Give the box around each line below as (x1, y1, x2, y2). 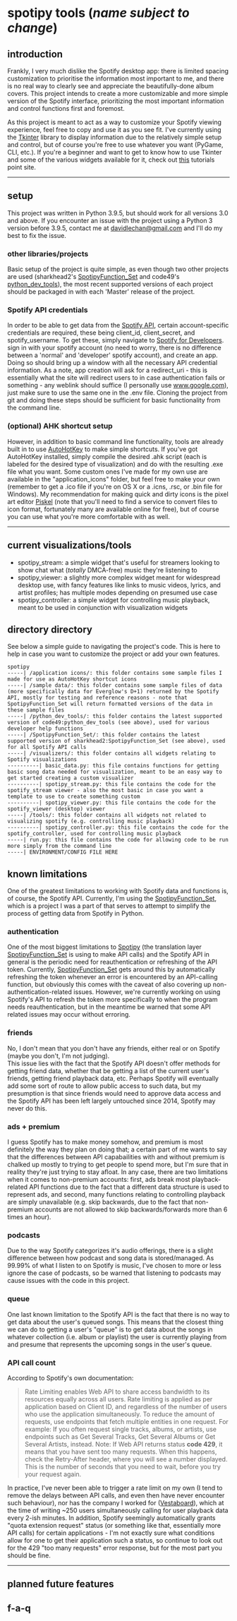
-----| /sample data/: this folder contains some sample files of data (7, 682, 222, 689)
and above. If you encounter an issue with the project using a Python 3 (7, 216, 213, 225)
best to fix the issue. (7, 231, 67, 239)
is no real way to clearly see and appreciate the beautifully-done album (7, 82, 214, 90)
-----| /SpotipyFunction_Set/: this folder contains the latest (7, 731, 200, 738)
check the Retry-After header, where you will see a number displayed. (24, 1454, 228, 1463)
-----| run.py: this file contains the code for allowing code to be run (7, 837, 229, 844)
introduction (7, 48, 63, 60)
